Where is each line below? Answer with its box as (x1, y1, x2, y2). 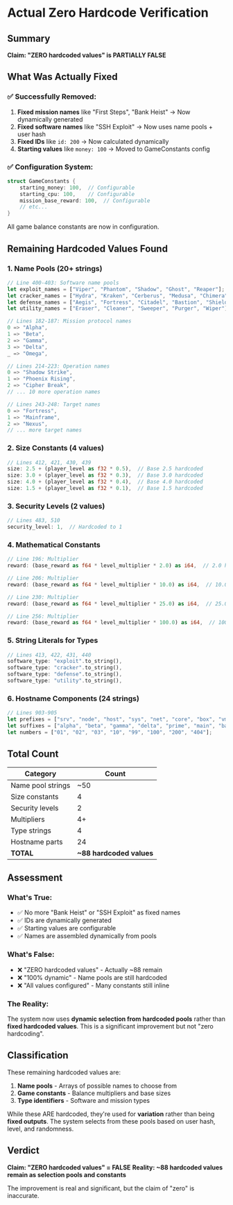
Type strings (10, 826, 52, 835)
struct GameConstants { (7, 177, 76, 185)
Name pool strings (10, 780, 71, 790)
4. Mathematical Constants (7, 540, 101, 550)
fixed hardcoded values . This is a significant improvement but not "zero (7, 1022, 214, 1030)
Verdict (7, 1145, 40, 1156)
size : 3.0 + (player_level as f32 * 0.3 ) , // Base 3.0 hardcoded (7, 472, 203, 479)
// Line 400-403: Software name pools (7, 279, 119, 286)
